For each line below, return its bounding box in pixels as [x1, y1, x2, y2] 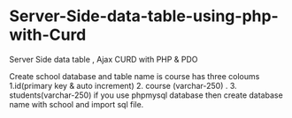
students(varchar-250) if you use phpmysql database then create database [9, 90, 283, 100]
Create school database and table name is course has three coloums [9, 70, 260, 81]
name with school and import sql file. [9, 99, 144, 109]
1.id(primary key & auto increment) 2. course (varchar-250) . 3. [9, 80, 237, 91]
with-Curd [9, 25, 87, 45]
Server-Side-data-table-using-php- [9, 6, 279, 26]
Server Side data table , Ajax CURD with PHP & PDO [9, 54, 198, 64]
